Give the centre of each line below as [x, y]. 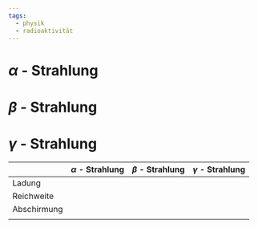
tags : [17, 16]
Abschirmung [38, 209]
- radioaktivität [44, 31]
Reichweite [33, 196]
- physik [30, 23]
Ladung [27, 183]
